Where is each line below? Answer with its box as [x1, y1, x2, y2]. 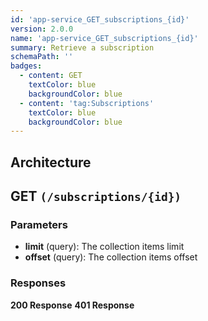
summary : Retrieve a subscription [10, 42, 155, 53]
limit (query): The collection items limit [24, 241, 185, 253]
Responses [10, 276, 67, 290]
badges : [10, 61, 43, 71]
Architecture [10, 154, 92, 171]
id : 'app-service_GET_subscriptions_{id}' [10, 14, 190, 25]
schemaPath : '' [10, 52, 74, 62]
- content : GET [19, 71, 83, 81]
